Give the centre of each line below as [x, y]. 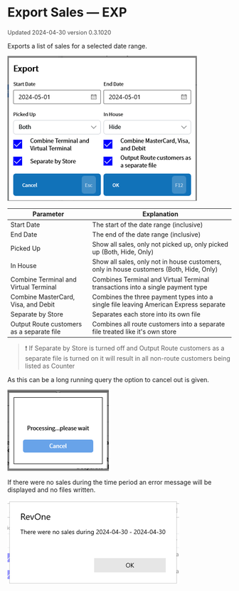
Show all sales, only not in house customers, [157, 262]
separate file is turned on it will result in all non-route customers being [128, 358]
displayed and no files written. [52, 490]
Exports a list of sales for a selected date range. [77, 46]
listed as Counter [50, 366]
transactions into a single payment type [150, 287]
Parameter [48, 214]
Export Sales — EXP [67, 12]
